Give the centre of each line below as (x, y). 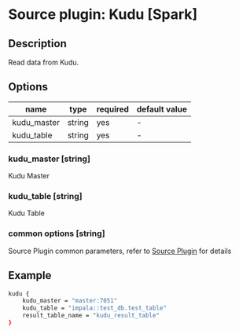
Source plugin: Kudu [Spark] (103, 15)
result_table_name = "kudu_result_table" (91, 316)
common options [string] (57, 233)
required (113, 109)
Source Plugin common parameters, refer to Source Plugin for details (120, 251)
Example (30, 275)
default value (162, 109)
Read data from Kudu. (44, 62)
